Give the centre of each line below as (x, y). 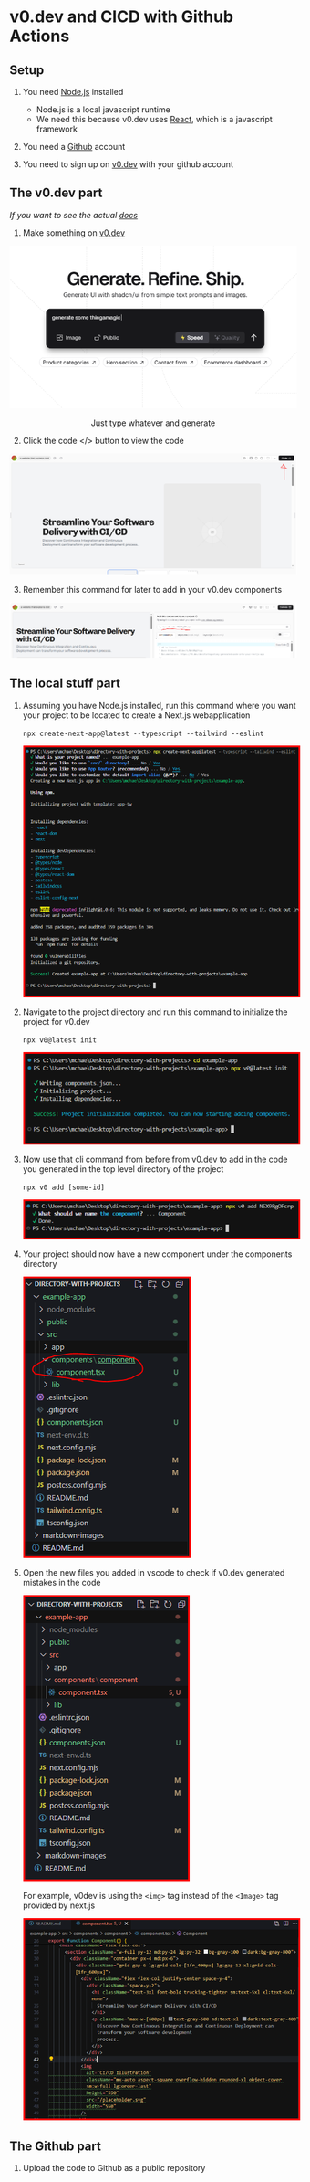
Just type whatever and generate (153, 423)
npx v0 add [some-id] (63, 1187)
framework (57, 129)
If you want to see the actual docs (74, 215)
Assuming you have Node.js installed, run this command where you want (159, 705)
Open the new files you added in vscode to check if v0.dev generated (154, 1573)
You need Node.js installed (73, 92)
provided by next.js (59, 1905)
